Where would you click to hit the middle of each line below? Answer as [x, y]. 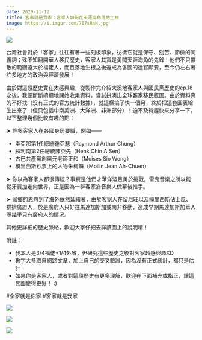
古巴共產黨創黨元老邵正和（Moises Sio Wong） [73, 159]
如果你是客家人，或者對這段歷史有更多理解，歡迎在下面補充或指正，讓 [102, 276]
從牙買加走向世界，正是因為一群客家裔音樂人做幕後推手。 [77, 187]
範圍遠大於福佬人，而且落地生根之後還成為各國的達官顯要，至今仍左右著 [106, 68]
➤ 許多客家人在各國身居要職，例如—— [54, 131]
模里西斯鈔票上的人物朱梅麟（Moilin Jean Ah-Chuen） [82, 166]
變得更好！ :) [41, 283]
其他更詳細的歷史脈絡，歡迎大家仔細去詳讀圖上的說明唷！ [77, 228]
